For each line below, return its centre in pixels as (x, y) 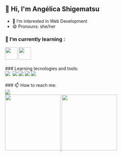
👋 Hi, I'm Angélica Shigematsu (52, 9)
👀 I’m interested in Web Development (50, 21)
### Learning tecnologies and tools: (42, 69)
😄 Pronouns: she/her (34, 26)
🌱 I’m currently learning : (35, 39)
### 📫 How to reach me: (31, 85)
